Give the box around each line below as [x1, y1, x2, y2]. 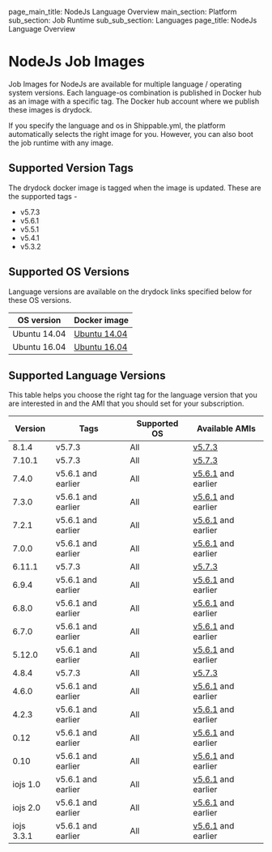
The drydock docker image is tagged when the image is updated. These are [8, 182, 261, 193]
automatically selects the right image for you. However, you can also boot [8, 129, 253, 138]
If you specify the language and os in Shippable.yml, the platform [8, 121, 226, 130]
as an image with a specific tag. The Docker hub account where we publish [8, 96, 260, 106]
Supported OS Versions [8, 265, 130, 279]
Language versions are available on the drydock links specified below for [8, 287, 253, 296]
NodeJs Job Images [8, 53, 146, 71]
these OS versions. [8, 295, 72, 305]
